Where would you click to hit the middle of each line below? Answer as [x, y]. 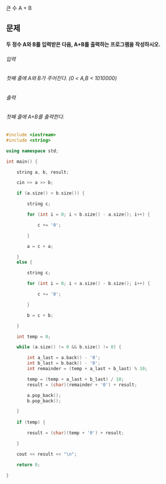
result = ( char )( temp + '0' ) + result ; [76, 433]
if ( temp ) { [31, 422]
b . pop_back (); [44, 401]
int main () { [22, 162]
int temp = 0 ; [34, 337]
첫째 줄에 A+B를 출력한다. [35, 117]
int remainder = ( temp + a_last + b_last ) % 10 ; [87, 369]
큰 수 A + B [19, 8]
